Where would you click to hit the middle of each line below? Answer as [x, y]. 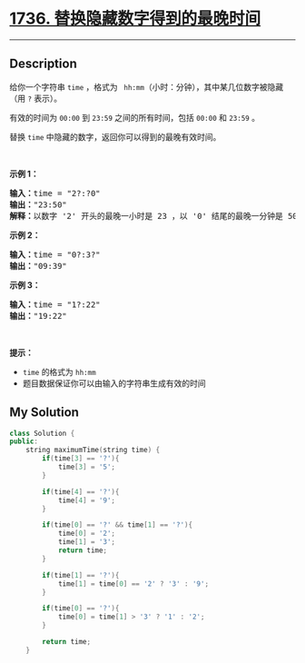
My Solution [44, 413]
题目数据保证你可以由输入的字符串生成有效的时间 [114, 383]
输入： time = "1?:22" [55, 304]
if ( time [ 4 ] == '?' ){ [81, 491]
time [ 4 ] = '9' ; [87, 500]
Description [43, 64]
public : [24, 441]
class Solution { [42, 433]
